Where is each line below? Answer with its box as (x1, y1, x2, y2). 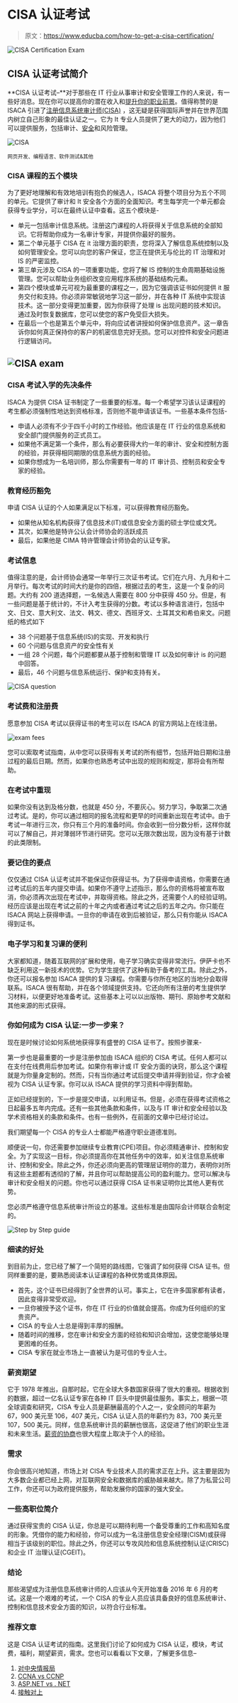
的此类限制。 (7, 838, 45, 847)
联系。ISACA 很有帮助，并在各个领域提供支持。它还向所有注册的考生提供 (7, 983, 220, 992)
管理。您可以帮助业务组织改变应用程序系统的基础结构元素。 (17, 274, 192, 283)
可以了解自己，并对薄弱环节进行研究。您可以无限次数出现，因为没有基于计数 (7, 829, 231, 837)
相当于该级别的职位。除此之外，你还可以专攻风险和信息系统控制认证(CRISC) (7, 1540, 229, 1547)
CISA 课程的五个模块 (7, 171, 78, 181)
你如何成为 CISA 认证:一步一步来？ (7, 1021, 125, 1031)
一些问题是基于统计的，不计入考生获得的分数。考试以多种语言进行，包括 (7, 600, 218, 608)
